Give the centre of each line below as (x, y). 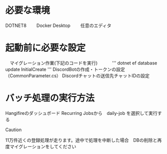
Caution (13, 130)
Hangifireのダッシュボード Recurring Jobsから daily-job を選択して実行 (81, 113)
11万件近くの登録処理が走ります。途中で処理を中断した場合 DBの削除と (81, 140)
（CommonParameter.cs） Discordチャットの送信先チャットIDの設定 (78, 75)
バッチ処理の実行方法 (50, 98)
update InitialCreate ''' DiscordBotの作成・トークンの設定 (65, 69)
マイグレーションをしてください (43, 146)
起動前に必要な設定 (46, 48)
